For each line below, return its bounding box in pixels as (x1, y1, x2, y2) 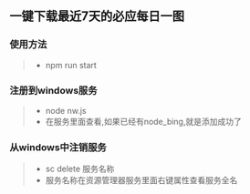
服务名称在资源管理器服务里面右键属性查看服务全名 (45, 175, 238, 186)
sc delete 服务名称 (45, 163, 115, 175)
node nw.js (45, 105, 87, 116)
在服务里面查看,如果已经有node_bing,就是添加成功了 (45, 116, 242, 127)
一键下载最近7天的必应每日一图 (9, 8, 185, 25)
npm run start (45, 59, 98, 70)
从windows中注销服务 (9, 140, 107, 153)
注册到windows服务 (9, 84, 98, 97)
